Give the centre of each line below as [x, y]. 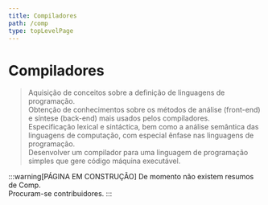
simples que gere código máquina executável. [104, 161]
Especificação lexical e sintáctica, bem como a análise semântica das [143, 127]
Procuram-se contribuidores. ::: [60, 194]
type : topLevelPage [41, 31]
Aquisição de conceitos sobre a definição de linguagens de [126, 92]
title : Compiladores [43, 16]
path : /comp [28, 23]
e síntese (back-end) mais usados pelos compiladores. [119, 118]
